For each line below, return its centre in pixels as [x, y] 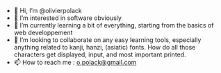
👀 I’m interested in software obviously [67, 18]
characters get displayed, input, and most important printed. [100, 54]
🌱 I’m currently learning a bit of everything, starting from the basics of [114, 25]
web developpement [43, 32]
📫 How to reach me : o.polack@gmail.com [75, 62]
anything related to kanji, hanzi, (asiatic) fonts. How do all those [105, 47]
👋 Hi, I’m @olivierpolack [48, 11]
